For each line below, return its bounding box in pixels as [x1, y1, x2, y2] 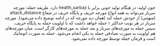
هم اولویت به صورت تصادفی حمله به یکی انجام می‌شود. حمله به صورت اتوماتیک [13, 31, 156, 36]
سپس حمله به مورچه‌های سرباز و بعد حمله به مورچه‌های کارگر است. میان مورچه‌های [5, 25, 156, 31]
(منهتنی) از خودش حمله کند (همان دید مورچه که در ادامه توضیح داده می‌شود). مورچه [4, 15, 156, 20]
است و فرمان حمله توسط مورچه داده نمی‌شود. [71, 35, 156, 41]
